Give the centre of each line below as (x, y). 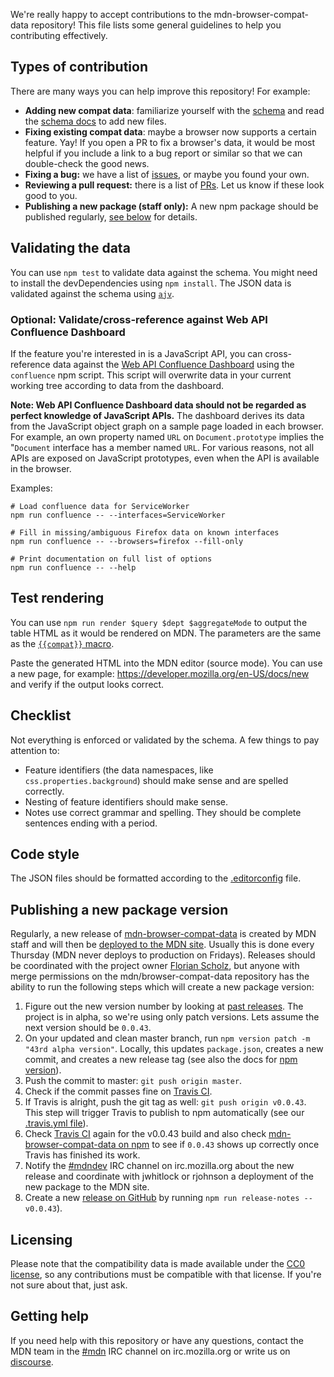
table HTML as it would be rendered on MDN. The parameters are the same (166, 633)
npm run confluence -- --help (73, 567)
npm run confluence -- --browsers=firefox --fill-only (127, 541)
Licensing (41, 1239)
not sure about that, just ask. (69, 1285)
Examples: (31, 488)
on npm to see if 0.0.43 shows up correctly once (219, 1145)
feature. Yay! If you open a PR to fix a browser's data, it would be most (170, 142)
